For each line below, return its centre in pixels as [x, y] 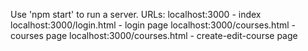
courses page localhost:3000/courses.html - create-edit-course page [154, 35]
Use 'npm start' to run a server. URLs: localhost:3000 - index [136, 14]
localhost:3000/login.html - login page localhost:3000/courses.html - [153, 25]
